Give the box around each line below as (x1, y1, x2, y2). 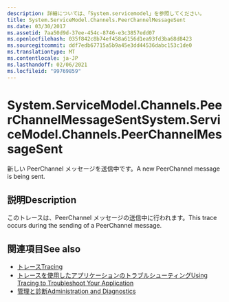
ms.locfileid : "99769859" (7, 67, 81, 74)
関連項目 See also (7, 243, 81, 255)
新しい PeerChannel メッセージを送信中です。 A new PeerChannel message (7, 164, 220, 173)
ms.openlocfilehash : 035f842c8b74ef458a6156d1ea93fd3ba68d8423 (7, 36, 193, 43)
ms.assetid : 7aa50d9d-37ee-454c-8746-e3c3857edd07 (7, 29, 155, 36)
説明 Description (7, 194, 77, 206)
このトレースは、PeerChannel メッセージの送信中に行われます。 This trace (7, 214, 217, 222)
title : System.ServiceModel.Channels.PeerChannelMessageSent (7, 17, 186, 23)
